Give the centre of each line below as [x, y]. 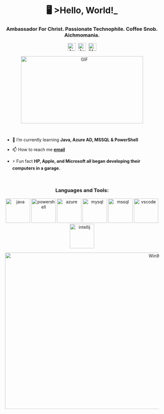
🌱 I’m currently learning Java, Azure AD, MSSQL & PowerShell [75, 140]
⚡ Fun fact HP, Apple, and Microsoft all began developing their [76, 161]
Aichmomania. [82, 35]
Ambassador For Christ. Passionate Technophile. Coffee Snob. [82, 29]
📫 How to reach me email [39, 150]
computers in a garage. [36, 168]
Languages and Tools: [82, 191]
